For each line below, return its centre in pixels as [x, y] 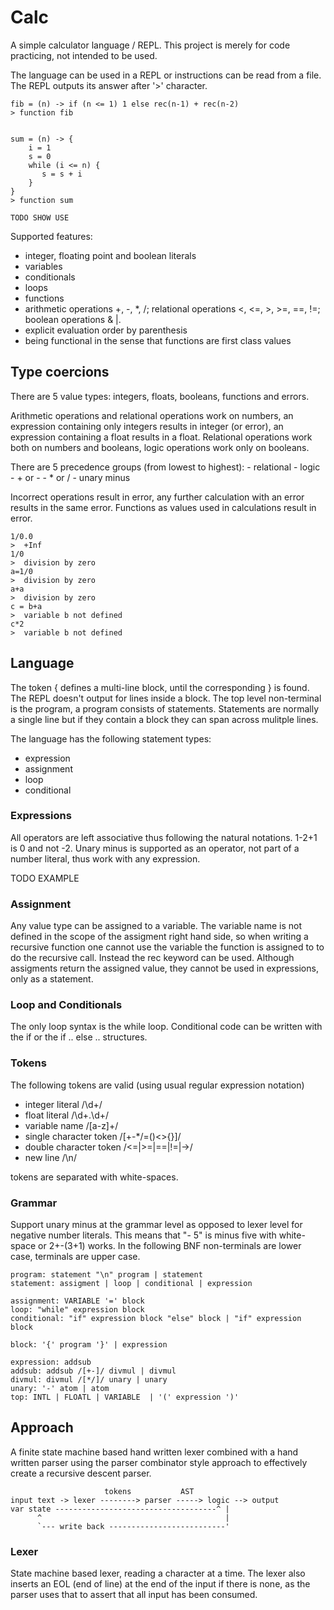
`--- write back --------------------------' [133, 1526]
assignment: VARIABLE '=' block [77, 1301]
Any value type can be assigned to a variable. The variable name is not [156, 926]
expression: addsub [51, 1362]
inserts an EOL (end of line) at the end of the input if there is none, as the [160, 1584]
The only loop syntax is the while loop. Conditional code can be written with [166, 1027]
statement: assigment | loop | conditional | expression [131, 1284]
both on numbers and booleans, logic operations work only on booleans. [160, 447]
